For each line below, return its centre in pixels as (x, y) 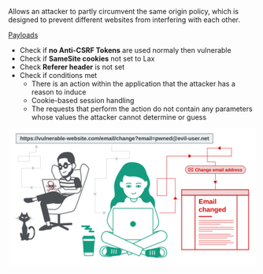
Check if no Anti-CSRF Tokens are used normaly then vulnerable (125, 50)
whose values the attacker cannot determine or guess (119, 117)
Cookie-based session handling (83, 100)
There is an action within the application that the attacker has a (133, 83)
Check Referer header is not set (72, 67)
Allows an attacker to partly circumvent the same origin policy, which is (123, 11)
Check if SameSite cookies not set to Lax (87, 59)
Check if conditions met (58, 75)
